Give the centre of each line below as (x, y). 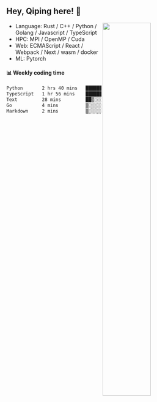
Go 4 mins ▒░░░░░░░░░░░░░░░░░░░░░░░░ (80, 105)
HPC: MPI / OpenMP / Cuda (50, 39)
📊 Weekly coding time (36, 73)
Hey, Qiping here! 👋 (44, 11)
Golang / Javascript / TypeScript (56, 32)
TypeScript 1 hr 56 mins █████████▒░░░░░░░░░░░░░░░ (80, 94)
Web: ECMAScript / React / (49, 45)
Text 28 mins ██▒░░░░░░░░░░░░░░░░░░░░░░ (80, 99)
